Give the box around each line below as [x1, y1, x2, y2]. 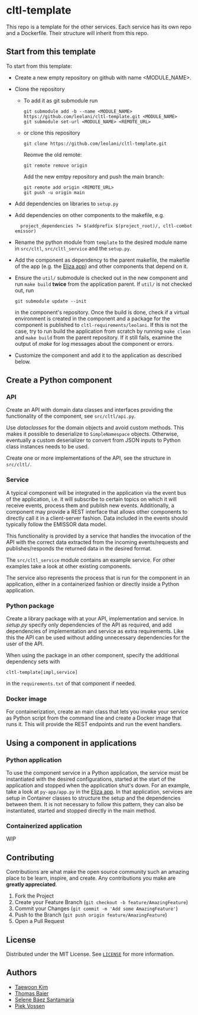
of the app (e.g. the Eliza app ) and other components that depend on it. [14, 262, 188, 270]
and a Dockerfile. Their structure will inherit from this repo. [6, 29, 149, 36]
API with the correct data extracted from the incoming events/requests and [6, 538, 189, 546]
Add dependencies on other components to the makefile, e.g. [14, 211, 164, 218]
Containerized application [6, 822, 83, 830]
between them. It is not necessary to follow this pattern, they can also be [6, 801, 184, 808]
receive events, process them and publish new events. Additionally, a [6, 502, 174, 509]
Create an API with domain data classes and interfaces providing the [6, 406, 173, 413]
